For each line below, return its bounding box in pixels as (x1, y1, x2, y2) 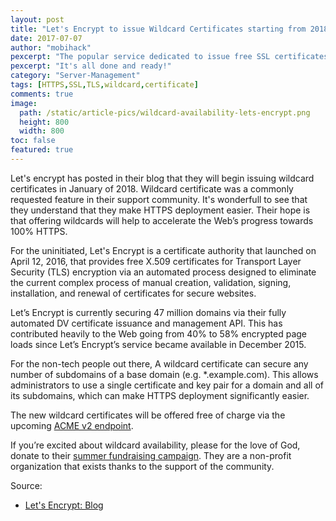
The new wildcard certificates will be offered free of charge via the (10, 409, 286, 421)
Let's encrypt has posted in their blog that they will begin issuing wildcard (10, 172, 315, 184)
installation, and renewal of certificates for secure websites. (10, 287, 257, 299)
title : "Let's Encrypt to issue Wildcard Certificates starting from (10, 24, 307, 34)
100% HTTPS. (10, 225, 68, 237)
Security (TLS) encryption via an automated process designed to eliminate (10, 266, 317, 278)
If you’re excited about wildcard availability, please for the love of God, (10, 439, 301, 451)
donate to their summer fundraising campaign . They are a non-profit (10, 449, 292, 461)
